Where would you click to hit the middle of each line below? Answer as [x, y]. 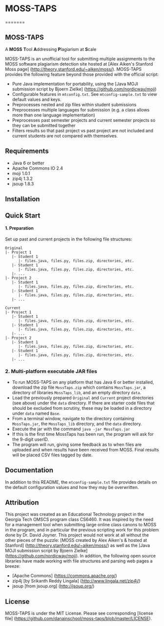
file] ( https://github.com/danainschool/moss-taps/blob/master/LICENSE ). [79, 619]
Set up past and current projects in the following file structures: [69, 239]
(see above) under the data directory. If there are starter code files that [83, 403]
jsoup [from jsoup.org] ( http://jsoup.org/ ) [53, 586]
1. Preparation [20, 228]
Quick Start [23, 216]
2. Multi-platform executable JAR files [51, 371]
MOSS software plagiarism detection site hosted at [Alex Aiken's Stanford [79, 64]
